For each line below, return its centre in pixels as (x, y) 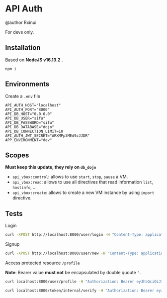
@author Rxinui (21, 22)
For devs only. (20, 32)
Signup (12, 244)
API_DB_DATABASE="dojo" (30, 127)
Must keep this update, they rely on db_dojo (51, 167)
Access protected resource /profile (42, 263)
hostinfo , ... (25, 188)
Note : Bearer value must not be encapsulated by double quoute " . (73, 272)
